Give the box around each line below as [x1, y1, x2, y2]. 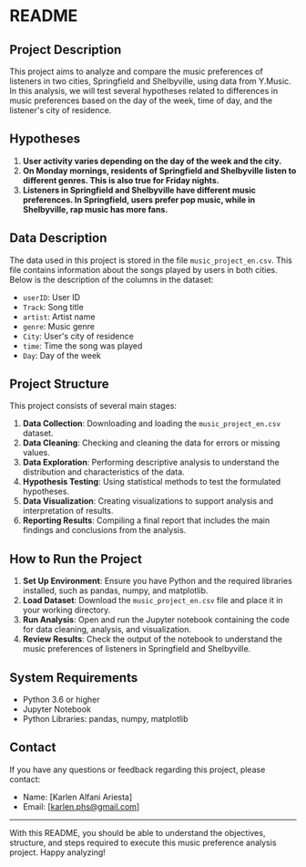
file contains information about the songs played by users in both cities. [9, 264, 278, 275]
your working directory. [22, 604, 111, 616]
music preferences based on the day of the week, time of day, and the [9, 95, 273, 106]
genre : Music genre [22, 320, 96, 331]
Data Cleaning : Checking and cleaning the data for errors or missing [22, 437, 280, 448]
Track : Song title [22, 301, 84, 312]
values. [22, 447, 50, 458]
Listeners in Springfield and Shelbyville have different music [22, 184, 257, 195]
